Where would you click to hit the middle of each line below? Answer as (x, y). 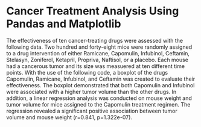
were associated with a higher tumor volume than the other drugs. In (91, 91)
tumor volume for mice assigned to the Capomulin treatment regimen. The (98, 104)
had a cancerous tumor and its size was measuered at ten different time (96, 66)
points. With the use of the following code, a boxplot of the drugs (87, 72)
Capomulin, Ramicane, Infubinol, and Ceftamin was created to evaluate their (101, 79)
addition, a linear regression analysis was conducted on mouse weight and (99, 98)
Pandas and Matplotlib (64, 24)
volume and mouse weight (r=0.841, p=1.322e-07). (69, 117)
